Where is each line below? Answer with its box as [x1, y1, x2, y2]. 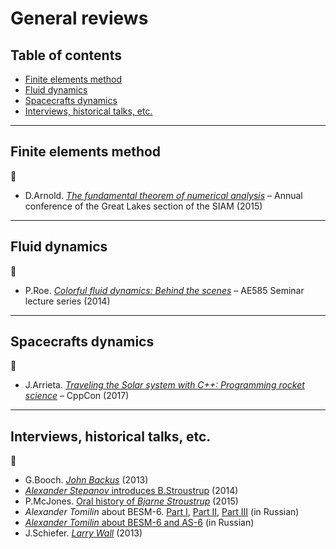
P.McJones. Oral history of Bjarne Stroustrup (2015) [24, 495, 239, 507]
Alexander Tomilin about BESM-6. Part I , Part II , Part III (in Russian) [24, 506, 300, 518]
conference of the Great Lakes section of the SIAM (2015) [24, 200, 263, 212]
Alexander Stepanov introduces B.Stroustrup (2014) [24, 485, 239, 497]
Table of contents [10, 47, 122, 64]
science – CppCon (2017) [24, 390, 130, 402]
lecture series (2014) [24, 295, 111, 307]
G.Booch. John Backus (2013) [24, 474, 149, 486]
